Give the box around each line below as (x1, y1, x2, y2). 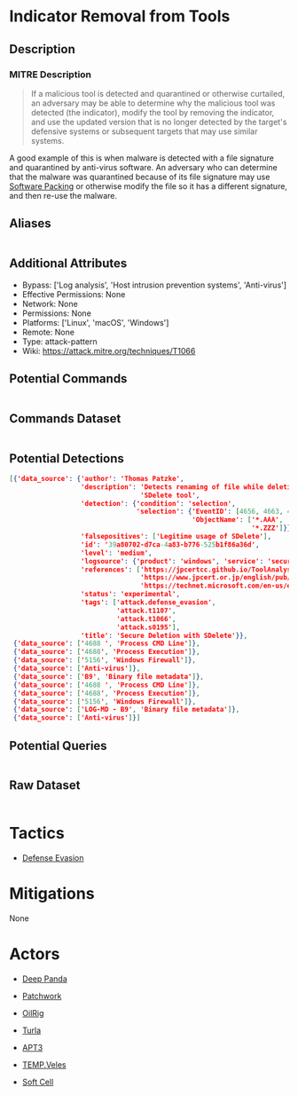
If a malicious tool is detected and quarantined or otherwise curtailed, (30, 88, 286, 98)
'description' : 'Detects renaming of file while (80, 482, 264, 492)
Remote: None (21, 327, 75, 337)
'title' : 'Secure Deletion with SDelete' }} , (80, 631, 248, 640)
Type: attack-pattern (21, 335, 98, 347)
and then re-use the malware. (9, 190, 118, 201)
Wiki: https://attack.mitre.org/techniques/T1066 (21, 345, 196, 356)
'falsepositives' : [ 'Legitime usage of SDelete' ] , (80, 532, 272, 541)
